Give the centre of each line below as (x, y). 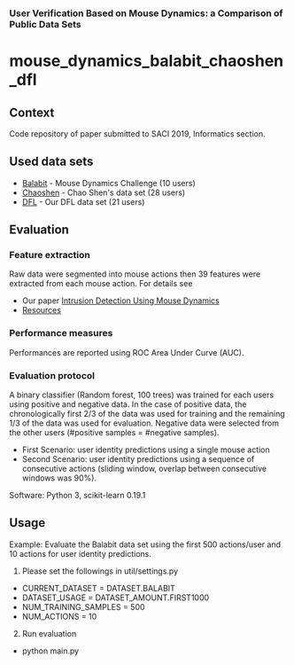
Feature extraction (50, 255)
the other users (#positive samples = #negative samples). (114, 433)
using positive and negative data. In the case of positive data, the (128, 404)
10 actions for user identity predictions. (81, 553)
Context (32, 112)
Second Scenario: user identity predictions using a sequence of (138, 459)
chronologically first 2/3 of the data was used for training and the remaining (147, 414)
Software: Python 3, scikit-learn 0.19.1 (77, 496)
